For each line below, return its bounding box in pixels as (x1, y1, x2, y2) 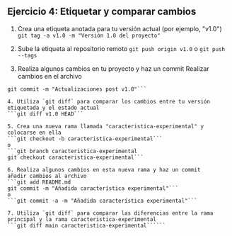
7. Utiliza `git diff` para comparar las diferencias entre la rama (7, 209, 214, 217)
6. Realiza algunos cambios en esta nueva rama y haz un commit (7, 166, 201, 173)
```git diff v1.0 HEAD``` (7, 110, 83, 118)
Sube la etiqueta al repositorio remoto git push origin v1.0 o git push (17, 44, 225, 52)
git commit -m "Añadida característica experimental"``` (7, 184, 179, 192)
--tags (17, 52, 37, 59)
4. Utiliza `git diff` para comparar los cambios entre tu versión (7, 98, 211, 105)
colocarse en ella (7, 129, 62, 136)
